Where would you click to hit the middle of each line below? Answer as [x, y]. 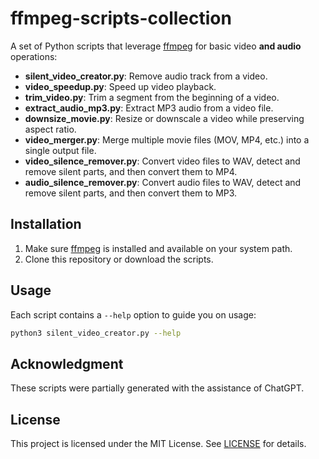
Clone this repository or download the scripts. [119, 259]
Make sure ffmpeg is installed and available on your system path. [158, 248]
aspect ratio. [50, 129]
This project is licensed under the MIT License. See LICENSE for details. [158, 444]
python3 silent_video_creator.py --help [96, 333]
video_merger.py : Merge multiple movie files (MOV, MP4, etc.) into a [167, 139]
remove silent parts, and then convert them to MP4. [131, 171]
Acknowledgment [67, 363]
